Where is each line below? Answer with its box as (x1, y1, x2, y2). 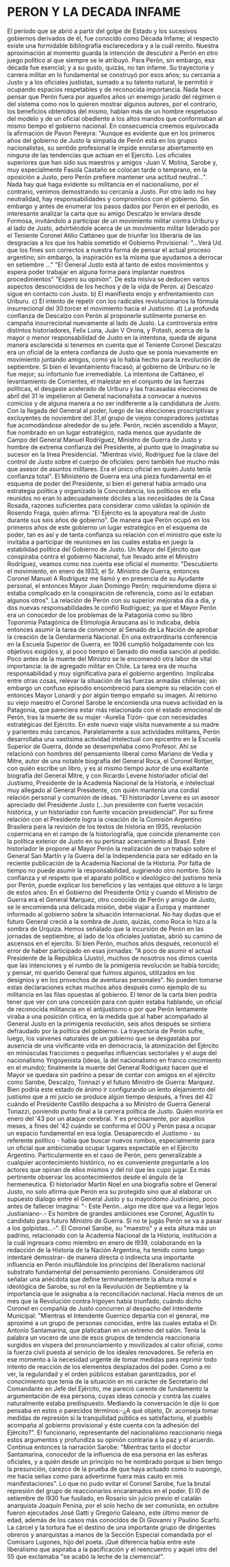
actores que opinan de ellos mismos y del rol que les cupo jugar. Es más (7, 1165, 211, 1173)
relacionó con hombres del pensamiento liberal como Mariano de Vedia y (7, 749, 214, 758)
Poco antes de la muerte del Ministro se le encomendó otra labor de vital (7, 654, 212, 663)
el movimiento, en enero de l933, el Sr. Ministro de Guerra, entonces (7, 567, 200, 575)
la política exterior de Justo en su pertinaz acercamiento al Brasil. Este (7, 837, 205, 845)
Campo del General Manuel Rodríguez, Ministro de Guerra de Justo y (7, 436, 202, 444)
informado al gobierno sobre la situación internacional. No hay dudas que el (7, 910, 221, 918)
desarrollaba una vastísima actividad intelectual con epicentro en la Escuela (7, 734, 221, 743)
